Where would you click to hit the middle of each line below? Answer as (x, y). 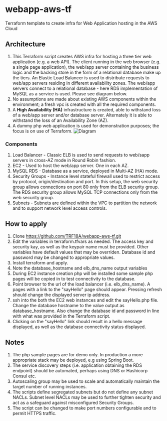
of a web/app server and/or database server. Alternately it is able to (82, 115)
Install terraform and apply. (40, 262)
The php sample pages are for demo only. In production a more (77, 354)
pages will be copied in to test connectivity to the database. (74, 278)
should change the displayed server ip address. (61, 295)
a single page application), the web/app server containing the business (85, 67)
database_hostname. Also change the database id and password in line (86, 311)
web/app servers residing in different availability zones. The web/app (84, 83)
